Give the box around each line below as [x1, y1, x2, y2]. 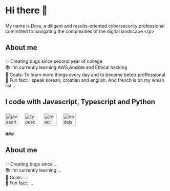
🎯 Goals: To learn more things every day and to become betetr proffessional [5, 71, 165, 78]
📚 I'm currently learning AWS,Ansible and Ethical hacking [5, 64, 128, 70]
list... [5, 83, 15, 89]
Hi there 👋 [5, 5, 48, 16]
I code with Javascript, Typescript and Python [5, 97, 155, 106]
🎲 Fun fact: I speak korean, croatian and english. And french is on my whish [5, 77, 165, 83]
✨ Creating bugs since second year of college [5, 58, 102, 64]
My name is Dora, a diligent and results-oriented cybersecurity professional [5, 23, 165, 29]
